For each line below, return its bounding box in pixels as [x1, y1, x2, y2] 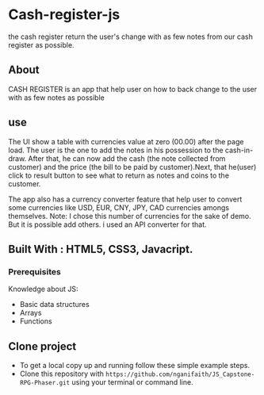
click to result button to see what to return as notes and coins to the [8, 171, 230, 180]
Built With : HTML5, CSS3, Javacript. [8, 242, 193, 255]
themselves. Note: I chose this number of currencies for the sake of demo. [8, 211, 251, 221]
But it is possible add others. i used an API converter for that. [8, 220, 208, 229]
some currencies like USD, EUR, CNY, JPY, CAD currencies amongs [8, 202, 230, 212]
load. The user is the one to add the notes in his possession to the [8, 145, 224, 155]
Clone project [8, 339, 77, 353]
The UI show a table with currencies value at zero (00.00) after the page [8, 136, 244, 146]
